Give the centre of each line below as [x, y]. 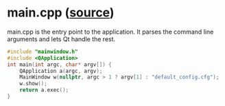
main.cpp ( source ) [61, 13]
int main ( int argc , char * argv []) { [59, 64]
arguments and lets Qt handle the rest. [61, 39]
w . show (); [34, 84]
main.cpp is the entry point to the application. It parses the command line [110, 32]
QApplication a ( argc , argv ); [61, 71]
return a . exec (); [44, 90]
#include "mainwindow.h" [43, 52]
